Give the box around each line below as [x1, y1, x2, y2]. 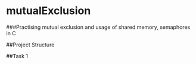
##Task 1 [6, 52, 29, 59]
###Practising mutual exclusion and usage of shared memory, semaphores [6, 23, 191, 31]
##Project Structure [6, 41, 55, 48]
